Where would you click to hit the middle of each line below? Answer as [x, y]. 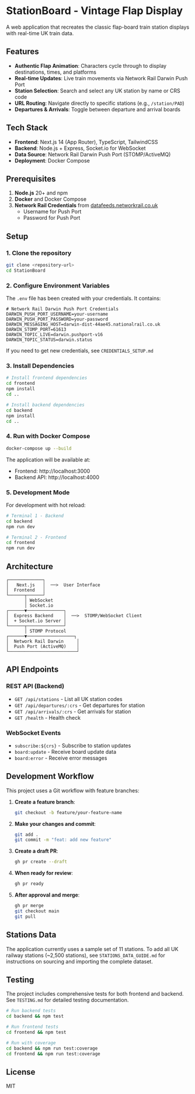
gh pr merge [29, 906]
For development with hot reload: [46, 505]
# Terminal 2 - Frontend [36, 537]
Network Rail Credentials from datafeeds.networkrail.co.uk [86, 206]
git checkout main [37, 911]
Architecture [30, 566]
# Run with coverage [31, 1043]
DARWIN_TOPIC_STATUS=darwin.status [49, 340]
